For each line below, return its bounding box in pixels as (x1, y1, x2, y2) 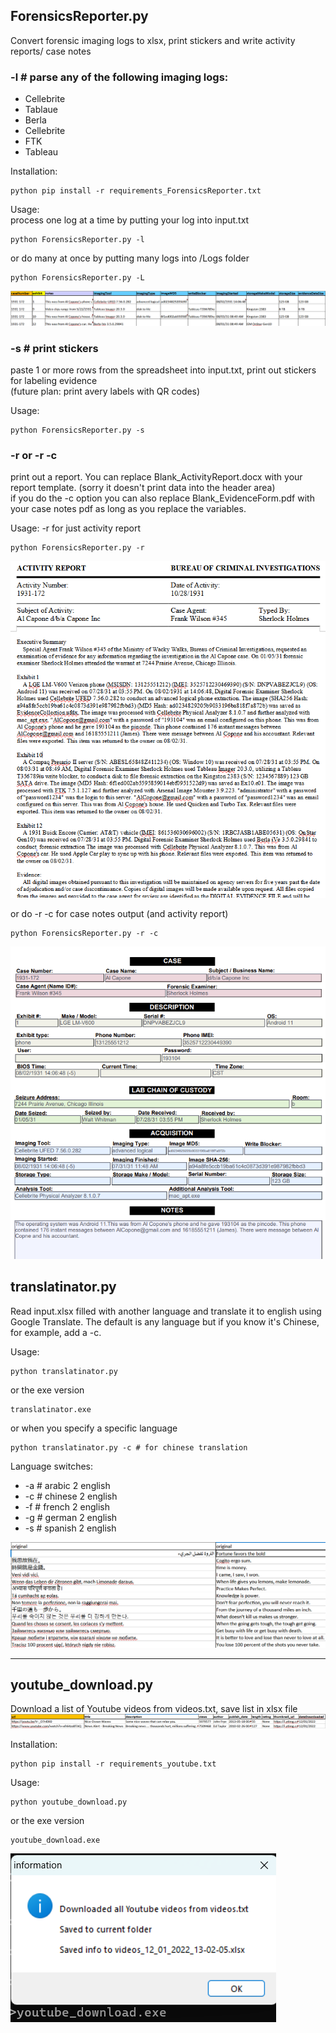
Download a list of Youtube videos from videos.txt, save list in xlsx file (10, 1703, 298, 1715)
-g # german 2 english (24, 1511, 118, 1523)
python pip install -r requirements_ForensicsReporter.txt (10, 186, 262, 196)
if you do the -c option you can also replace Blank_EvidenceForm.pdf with (10, 492, 315, 504)
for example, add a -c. (10, 1326, 102, 1338)
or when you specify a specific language (10, 1422, 178, 1434)
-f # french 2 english (24, 1500, 110, 1513)
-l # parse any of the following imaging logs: (10, 70, 229, 84)
